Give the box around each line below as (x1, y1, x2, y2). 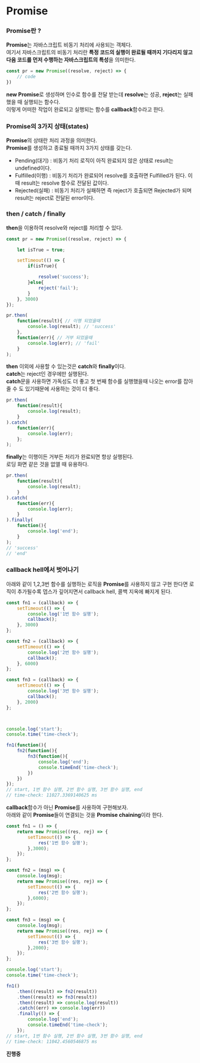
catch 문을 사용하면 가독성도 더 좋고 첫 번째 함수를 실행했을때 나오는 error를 (6, 378, 182, 385)
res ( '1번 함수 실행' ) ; (38, 840, 88, 846)
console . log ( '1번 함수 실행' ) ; (27, 611, 100, 617)
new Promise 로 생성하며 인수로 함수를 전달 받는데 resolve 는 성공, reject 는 (6, 91, 182, 98)
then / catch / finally (6, 210, 66, 218)
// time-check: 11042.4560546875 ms (6, 1039, 97, 1044)
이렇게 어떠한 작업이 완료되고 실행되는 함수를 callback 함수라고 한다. (6, 106, 165, 113)
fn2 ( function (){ (17, 748, 58, 754)
